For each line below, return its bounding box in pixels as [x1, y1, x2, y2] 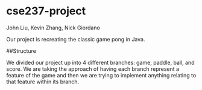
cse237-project [6, 4, 86, 18]
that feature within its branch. [6, 78, 80, 85]
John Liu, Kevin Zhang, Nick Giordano [6, 24, 101, 31]
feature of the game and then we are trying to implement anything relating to [6, 71, 197, 79]
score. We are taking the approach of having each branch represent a [6, 65, 180, 73]
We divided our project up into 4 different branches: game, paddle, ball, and [6, 59, 195, 66]
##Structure [6, 47, 36, 55]
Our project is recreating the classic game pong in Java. [6, 35, 145, 43]
